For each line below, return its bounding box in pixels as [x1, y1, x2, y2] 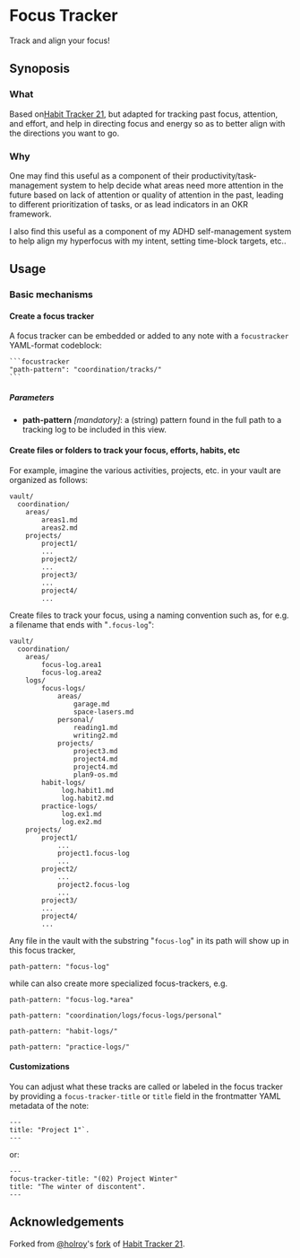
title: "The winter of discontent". [9, 1182, 146, 1191]
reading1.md [73, 723, 118, 732]
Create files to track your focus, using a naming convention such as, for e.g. [9, 610, 289, 620]
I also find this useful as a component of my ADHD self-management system [9, 225, 292, 236]
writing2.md [73, 731, 118, 740]
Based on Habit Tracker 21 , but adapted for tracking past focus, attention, [9, 109, 279, 119]
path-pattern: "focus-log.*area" [9, 995, 134, 1004]
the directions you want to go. [9, 128, 120, 138]
